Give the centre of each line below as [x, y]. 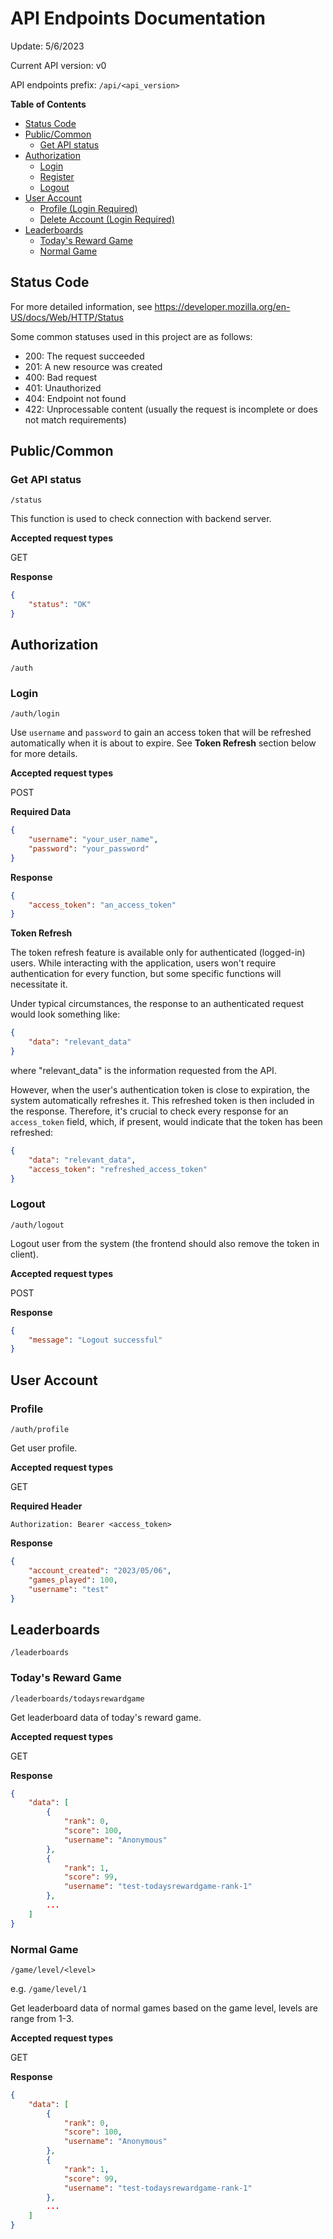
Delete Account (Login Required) [107, 219]
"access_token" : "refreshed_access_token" [118, 1169]
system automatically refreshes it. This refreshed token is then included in [162, 1100]
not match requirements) [76, 419]
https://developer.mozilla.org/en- [222, 306]
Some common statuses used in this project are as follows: [131, 336]
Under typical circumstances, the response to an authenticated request [157, 1004]
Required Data [41, 812]
